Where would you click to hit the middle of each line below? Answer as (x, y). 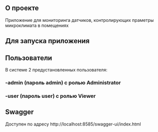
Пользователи (29, 58)
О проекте (22, 8)
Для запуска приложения (47, 41)
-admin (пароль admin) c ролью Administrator (63, 82)
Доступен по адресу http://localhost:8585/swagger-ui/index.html (73, 124)
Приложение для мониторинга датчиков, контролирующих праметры (79, 20)
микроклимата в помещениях (37, 25)
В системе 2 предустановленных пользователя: (56, 70)
